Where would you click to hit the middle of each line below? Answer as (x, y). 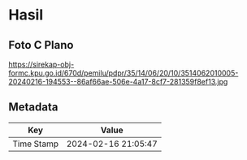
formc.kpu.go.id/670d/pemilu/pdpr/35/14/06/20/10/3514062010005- (123, 73)
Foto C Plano (41, 45)
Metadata (33, 107)
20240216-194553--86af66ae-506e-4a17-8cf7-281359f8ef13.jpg (118, 82)
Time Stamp (36, 144)
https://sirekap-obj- (41, 64)
